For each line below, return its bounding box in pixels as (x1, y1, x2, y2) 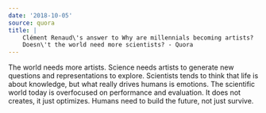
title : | (8, 26, 37, 34)
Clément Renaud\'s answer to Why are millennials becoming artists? (22, 33, 254, 42)
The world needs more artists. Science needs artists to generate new (8, 62, 234, 72)
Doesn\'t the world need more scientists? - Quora (22, 41, 194, 49)
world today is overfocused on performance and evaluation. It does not (8, 88, 241, 97)
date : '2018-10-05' (8, 11, 73, 20)
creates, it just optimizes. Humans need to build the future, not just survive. (8, 96, 254, 106)
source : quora (8, 19, 56, 27)
